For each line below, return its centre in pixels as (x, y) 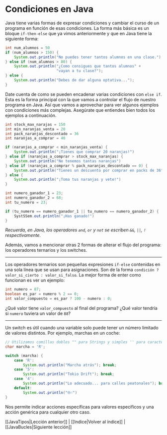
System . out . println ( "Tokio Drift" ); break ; (69, 374)
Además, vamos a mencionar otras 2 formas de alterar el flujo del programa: (83, 245)
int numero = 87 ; (23, 290)
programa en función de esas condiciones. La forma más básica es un (77, 28)
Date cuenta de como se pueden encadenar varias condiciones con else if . (83, 94)
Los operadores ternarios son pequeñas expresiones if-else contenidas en (83, 265)
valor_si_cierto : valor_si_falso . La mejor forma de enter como (73, 275)
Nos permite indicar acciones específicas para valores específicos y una (80, 407)
